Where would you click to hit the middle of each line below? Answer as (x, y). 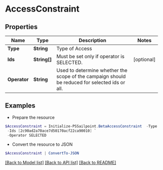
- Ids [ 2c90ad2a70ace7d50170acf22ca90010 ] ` (52, 131)
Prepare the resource (33, 117)
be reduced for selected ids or (91, 82)
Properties (21, 27)
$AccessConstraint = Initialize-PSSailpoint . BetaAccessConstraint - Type (81, 126)
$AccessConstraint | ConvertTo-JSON (42, 154)
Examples (20, 106)
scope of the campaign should (91, 76)
